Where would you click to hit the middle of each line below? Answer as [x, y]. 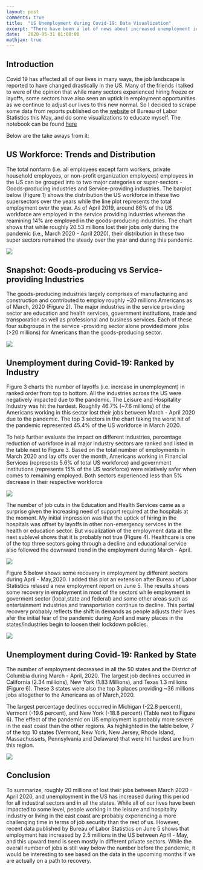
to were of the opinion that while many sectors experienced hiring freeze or [100, 92]
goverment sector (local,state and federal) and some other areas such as [97, 599]
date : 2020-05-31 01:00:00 [43, 34]
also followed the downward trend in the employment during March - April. [99, 550]
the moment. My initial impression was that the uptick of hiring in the [92, 518]
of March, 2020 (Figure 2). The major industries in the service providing [96, 307]
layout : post [23, 12]
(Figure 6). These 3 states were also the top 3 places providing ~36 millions [100, 689]
